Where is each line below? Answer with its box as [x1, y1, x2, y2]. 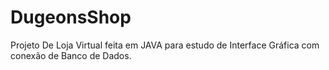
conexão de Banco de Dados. [10, 49, 132, 61]
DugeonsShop [10, 6, 132, 29]
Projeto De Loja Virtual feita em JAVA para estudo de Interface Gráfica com [10, 39, 320, 51]
